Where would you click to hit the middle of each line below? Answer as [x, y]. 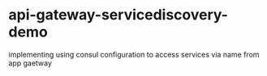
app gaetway [30, 63]
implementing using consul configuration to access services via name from [134, 54]
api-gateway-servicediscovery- [118, 15]
